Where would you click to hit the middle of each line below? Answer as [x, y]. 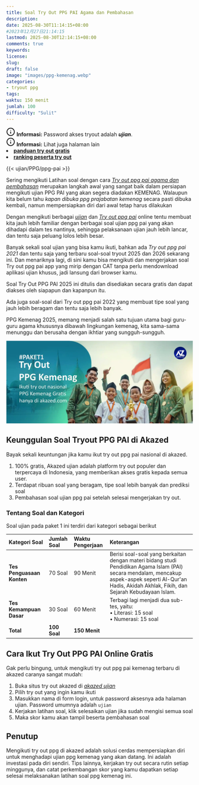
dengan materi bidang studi [143, 560]
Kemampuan [25, 610]
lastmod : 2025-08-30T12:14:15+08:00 [51, 38]
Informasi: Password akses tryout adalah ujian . [75, 134]
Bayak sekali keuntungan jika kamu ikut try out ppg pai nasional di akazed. [97, 454]
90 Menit [85, 573]
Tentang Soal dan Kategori [45, 513]
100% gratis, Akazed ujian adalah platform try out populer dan [90, 466]
